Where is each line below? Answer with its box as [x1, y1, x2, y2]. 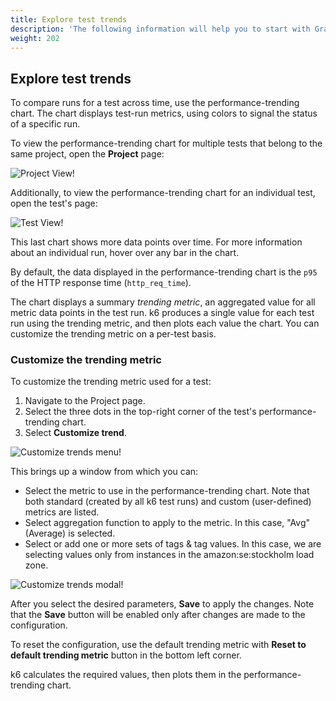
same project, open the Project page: [10, 148, 165, 160]
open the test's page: [10, 197, 98, 210]
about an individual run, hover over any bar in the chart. [10, 247, 240, 259]
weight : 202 [10, 33, 60, 43]
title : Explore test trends [10, 14, 128, 25]
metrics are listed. [24, 506, 100, 518]
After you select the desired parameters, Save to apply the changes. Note [10, 598, 315, 610]
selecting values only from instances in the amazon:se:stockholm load [24, 549, 315, 561]
